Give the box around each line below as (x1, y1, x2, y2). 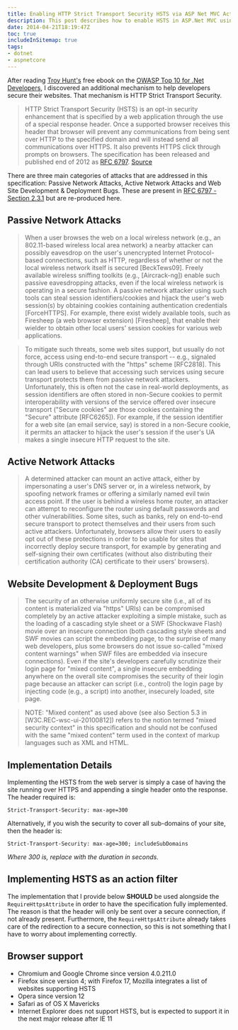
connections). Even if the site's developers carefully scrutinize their (24, 657, 222, 666)
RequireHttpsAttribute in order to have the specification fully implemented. (7, 900, 228, 908)
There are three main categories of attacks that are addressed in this (7, 171, 208, 179)
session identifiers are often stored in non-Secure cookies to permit (24, 390, 222, 398)
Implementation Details (7, 759, 113, 771)
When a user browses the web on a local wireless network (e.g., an (24, 233, 221, 242)
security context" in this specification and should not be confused (24, 724, 217, 732)
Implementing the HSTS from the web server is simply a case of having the (7, 778, 226, 786)
